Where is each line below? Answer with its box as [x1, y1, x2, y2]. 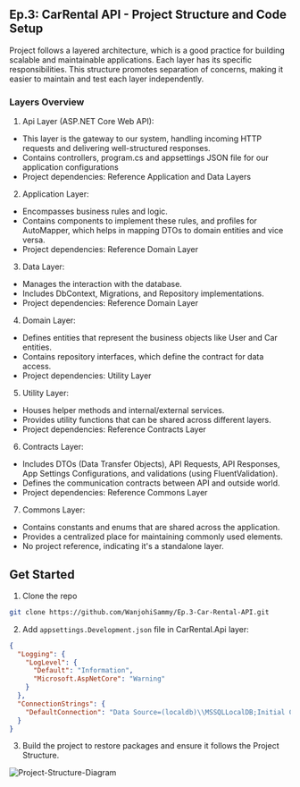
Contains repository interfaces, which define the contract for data [21, 351, 264, 362]
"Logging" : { [17, 649, 66, 658]
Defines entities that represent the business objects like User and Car [21, 333, 279, 343]
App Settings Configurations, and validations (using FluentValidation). [21, 469, 279, 479]
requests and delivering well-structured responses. [21, 143, 212, 154]
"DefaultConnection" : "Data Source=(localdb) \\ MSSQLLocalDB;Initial [25, 707, 286, 716]
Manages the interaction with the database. [21, 279, 183, 290]
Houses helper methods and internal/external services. [21, 405, 225, 416]
